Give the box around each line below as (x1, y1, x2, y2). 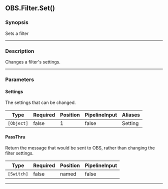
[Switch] (7, 171, 28, 177)
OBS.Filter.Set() (5, 4, 55, 12)
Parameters (5, 76, 34, 83)
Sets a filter (5, 30, 29, 36)
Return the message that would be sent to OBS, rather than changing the (5, 145, 155, 151)
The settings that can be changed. (5, 99, 76, 105)
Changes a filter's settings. (5, 58, 61, 64)
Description (5, 47, 34, 54)
